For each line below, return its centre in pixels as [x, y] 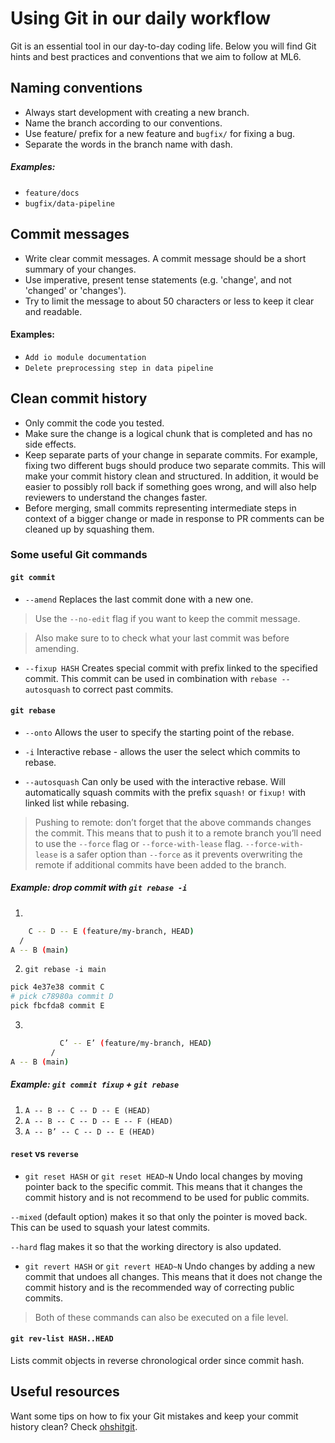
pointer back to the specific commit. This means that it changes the [163, 1186]
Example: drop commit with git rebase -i [99, 888]
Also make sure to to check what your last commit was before [162, 638]
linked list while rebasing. [77, 803]
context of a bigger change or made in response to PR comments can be [174, 518]
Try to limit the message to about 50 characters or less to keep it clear [169, 301]
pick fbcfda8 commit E [57, 1006]
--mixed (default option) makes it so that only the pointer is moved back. [159, 1216]
